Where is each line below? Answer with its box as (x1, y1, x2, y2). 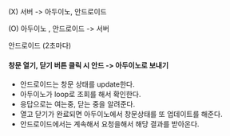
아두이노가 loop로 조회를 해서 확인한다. (19, 90, 141, 99)
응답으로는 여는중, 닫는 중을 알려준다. (19, 99, 136, 109)
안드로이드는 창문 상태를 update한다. (19, 80, 135, 89)
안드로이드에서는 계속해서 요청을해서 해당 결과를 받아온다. (19, 119, 200, 129)
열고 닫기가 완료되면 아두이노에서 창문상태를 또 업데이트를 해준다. (19, 110, 223, 119)
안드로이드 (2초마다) (8, 41, 72, 50)
